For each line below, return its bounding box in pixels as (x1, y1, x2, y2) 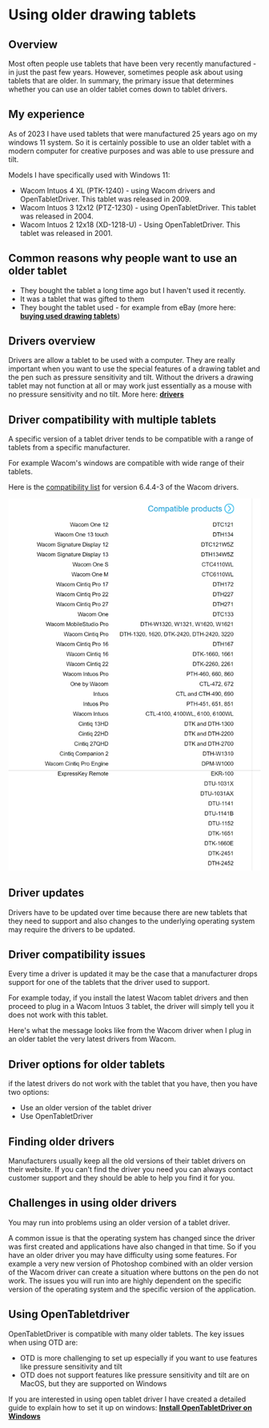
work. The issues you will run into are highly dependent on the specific (8, 1275, 242, 1285)
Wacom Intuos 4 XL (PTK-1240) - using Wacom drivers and (19, 185, 215, 195)
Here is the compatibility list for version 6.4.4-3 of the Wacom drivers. (8, 482, 239, 492)
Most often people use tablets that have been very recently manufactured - (8, 59, 257, 68)
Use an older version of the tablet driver (19, 1103, 152, 1113)
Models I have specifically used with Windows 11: (8, 170, 171, 180)
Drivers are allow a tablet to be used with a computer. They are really (8, 356, 236, 365)
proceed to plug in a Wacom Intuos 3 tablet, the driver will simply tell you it (8, 1002, 255, 1011)
